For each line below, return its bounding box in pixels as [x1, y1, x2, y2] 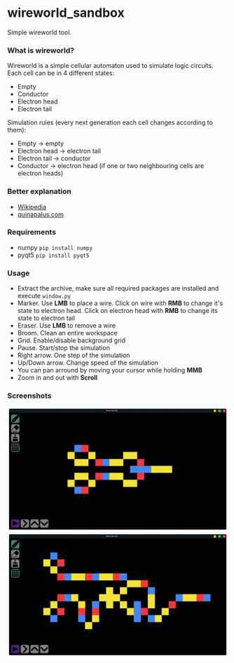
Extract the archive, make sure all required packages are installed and [17, 284, 219, 293]
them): [7, 126, 27, 134]
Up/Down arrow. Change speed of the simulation [17, 358, 159, 367]
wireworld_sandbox [7, 5, 125, 21]
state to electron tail [17, 314, 76, 323]
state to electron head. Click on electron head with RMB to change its [17, 307, 219, 315]
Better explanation [7, 187, 71, 197]
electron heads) [17, 169, 64, 178]
